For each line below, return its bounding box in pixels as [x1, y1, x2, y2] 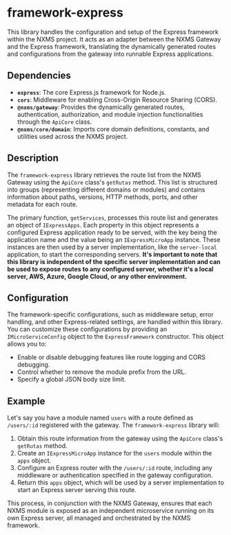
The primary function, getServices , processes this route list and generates [7, 213, 219, 222]
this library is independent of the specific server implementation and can [7, 257, 221, 265]
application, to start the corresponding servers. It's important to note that [7, 250, 218, 259]
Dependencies [7, 70, 71, 82]
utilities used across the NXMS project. [17, 132, 128, 140]
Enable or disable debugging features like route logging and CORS [17, 353, 205, 362]
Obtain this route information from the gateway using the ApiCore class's [17, 434, 223, 443]
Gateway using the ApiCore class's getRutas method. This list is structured [7, 178, 218, 186]
